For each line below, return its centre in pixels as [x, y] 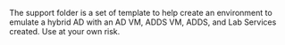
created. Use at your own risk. [65, 31]
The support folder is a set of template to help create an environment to [141, 13]
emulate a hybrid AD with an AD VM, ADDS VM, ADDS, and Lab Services [143, 22]
